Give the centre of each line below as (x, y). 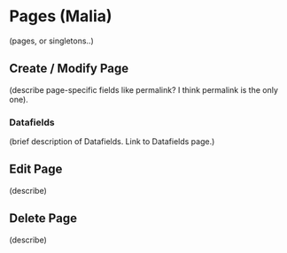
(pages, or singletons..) (52, 41)
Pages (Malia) (61, 16)
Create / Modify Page (69, 69)
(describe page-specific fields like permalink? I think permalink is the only (144, 89)
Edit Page (36, 169)
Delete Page (43, 218)
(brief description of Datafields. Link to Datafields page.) (112, 142)
